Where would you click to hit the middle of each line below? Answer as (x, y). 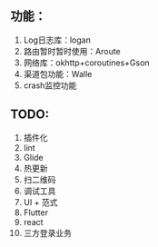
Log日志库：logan (57, 40)
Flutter (36, 212)
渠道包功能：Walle (58, 74)
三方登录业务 (47, 232)
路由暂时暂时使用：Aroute (72, 51)
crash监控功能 (50, 85)
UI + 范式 (40, 202)
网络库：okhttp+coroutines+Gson (86, 63)
